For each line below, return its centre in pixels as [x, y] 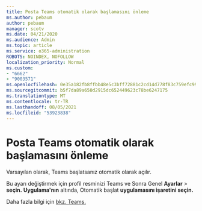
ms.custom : [20, 68]
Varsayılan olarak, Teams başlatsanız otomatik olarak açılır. [79, 172]
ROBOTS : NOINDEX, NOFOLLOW [40, 57]
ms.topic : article [29, 46]
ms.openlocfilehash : [32, 85]
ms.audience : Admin [31, 40]
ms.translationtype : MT [36, 96]
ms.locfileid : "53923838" [38, 113]
